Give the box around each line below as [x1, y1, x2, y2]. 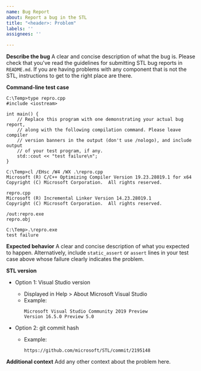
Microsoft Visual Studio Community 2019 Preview [23, 308, 148, 314]
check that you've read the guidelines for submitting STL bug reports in [6, 60, 183, 67]
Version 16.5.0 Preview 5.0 [23, 314, 94, 320]
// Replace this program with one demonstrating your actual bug [17, 117, 184, 123]
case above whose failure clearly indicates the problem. [6, 256, 145, 263]
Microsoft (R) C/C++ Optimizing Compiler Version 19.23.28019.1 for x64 [6, 174, 192, 180]
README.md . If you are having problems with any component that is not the [6, 66, 187, 73]
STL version [6, 267, 37, 274]
